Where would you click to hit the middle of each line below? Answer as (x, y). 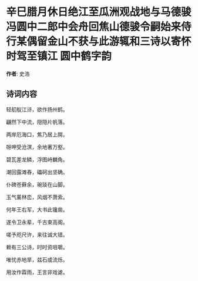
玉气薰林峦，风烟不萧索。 (37, 197)
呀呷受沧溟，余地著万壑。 (37, 147)
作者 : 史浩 (18, 74)
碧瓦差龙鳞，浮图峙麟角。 (37, 159)
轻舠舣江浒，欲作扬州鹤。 (37, 109)
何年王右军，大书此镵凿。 (37, 209)
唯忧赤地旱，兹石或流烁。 (37, 259)
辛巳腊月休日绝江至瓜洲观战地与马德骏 (99, 12)
